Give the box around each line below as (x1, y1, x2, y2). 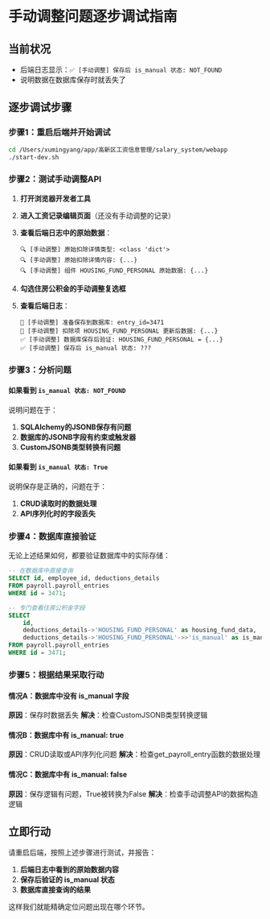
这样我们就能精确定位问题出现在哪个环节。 (8, 902, 149, 912)
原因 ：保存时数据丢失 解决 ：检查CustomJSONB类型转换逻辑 (8, 710, 208, 720)
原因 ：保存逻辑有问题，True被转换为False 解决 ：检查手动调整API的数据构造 (8, 789, 259, 798)
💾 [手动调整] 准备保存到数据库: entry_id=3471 (19, 318, 165, 326)
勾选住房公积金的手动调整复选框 (19, 284, 126, 293)
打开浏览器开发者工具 (19, 193, 91, 203)
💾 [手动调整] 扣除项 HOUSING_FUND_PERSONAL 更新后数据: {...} (19, 327, 219, 335)
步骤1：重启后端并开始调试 (8, 126, 111, 138)
